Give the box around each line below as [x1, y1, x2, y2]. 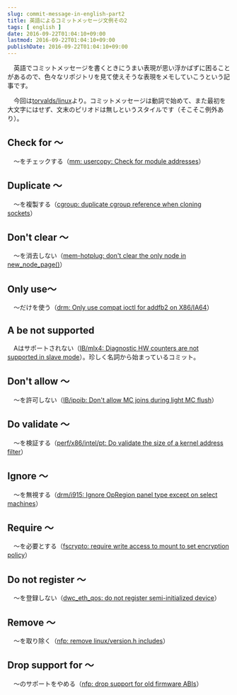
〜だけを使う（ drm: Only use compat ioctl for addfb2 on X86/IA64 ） [13, 303, 214, 312]
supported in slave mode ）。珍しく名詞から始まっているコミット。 [7, 353, 200, 361]
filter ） [7, 447, 28, 456]
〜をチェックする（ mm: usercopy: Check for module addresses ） [13, 157, 205, 165]
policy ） [7, 550, 32, 560]
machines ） [7, 499, 42, 507]
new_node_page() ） [7, 260, 67, 269]
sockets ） [7, 208, 37, 217]
